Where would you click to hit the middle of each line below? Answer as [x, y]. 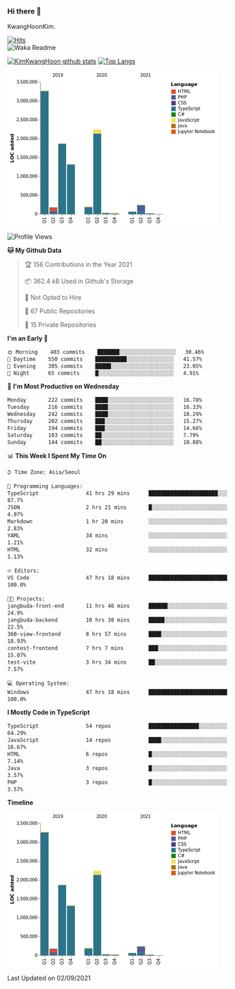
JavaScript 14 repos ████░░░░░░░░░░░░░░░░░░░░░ [117, 741]
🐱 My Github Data [34, 251]
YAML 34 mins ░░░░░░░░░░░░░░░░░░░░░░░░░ [117, 536]
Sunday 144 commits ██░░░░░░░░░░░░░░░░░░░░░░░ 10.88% [105, 443]
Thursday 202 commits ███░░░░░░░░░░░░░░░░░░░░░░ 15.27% [105, 422]
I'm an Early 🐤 [28, 339]
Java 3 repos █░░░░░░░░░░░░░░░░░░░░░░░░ [117, 769]
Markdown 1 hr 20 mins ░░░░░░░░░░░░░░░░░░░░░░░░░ [117, 522]
